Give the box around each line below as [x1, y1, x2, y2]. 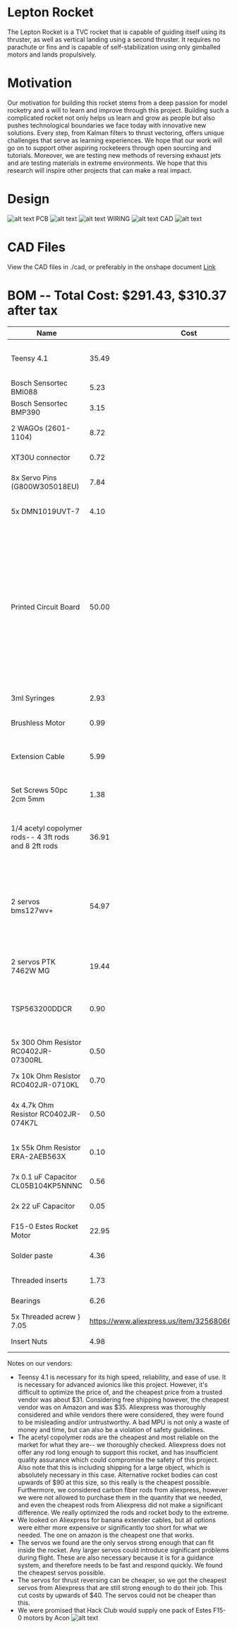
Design [7, 191, 50, 207]
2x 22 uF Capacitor [11, 1201, 75, 1211]
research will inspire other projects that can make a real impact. [7, 166, 192, 174]
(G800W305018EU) [11, 481, 80, 491]
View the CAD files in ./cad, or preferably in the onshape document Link [7, 263, 217, 271]
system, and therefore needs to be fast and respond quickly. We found [17, 1560, 224, 1569]
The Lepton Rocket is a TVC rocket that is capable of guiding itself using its [7, 28, 226, 36]
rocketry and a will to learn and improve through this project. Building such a [7, 105, 229, 114]
